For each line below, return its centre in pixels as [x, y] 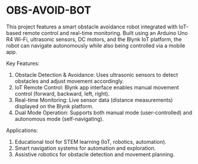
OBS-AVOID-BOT [49, 10]
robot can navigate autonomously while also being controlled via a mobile [96, 46]
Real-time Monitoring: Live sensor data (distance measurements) [94, 100]
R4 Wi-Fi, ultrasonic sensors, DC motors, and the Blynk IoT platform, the [94, 39]
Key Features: [23, 63]
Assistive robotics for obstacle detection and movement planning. [95, 154]
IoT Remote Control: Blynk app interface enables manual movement [97, 87]
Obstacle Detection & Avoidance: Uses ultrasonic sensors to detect [96, 75]
